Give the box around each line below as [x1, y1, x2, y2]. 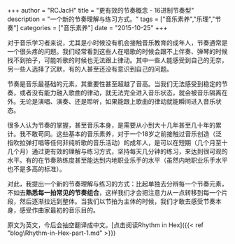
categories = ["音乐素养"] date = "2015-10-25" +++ [20, 24, 168, 32]
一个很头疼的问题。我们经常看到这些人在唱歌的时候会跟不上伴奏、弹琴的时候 [7, 48, 228, 55]
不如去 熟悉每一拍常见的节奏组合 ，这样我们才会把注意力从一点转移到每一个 [7, 189, 222, 196]
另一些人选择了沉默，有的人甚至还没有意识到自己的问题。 [7, 65, 173, 73]
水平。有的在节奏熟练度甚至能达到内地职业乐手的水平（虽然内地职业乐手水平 [7, 156, 228, 164]
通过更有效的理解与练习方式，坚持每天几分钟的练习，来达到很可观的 [31, 147, 228, 156]
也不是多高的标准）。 [7, 165, 66, 173]
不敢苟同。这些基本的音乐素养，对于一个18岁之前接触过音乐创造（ [25, 130, 216, 138]
